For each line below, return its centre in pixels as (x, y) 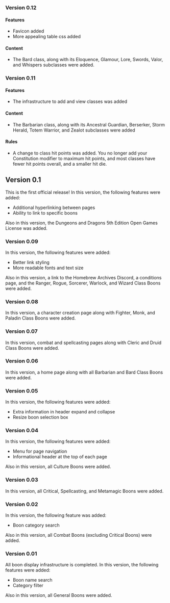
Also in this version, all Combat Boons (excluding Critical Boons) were (79, 535)
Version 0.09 (22, 241)
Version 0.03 (22, 480)
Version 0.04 (22, 431)
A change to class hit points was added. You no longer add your (80, 153)
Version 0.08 (22, 301)
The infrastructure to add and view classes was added (70, 101)
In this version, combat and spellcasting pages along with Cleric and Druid (83, 343)
